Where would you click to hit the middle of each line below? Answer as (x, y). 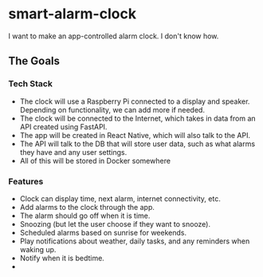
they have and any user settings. (73, 152)
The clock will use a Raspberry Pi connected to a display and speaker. (135, 101)
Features (26, 181)
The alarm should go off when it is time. (85, 216)
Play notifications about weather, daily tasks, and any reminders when (135, 241)
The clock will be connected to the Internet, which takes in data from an (138, 118)
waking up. (38, 249)
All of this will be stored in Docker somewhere (95, 160)
